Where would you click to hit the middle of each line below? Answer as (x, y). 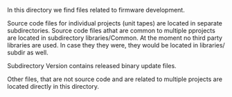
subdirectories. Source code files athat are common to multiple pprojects (111, 31)
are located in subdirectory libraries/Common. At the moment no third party (115, 38)
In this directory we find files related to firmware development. (96, 10)
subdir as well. (28, 52)
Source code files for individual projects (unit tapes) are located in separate (115, 23)
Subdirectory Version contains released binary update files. (92, 66)
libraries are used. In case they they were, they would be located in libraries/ (116, 45)
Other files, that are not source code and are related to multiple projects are (115, 79)
